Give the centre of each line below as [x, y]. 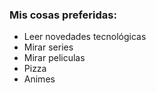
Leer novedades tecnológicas [85, 37]
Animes [39, 79]
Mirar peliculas [54, 58]
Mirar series [48, 47]
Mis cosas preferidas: [63, 15]
